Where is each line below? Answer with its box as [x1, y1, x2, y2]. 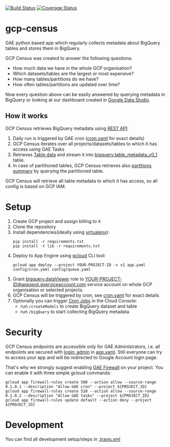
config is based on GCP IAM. [5, 183, 66, 189]
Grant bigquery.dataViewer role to [12, 276, 84, 282]
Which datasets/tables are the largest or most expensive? [12, 70, 134, 76]
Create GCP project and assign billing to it [12, 218, 101, 224]
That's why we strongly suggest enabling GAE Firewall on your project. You [5, 364, 163, 370]
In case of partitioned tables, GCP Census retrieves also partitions [12, 162, 152, 169]
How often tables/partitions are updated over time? [12, 81, 120, 87]
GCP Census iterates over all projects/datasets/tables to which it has [12, 140, 157, 147]
